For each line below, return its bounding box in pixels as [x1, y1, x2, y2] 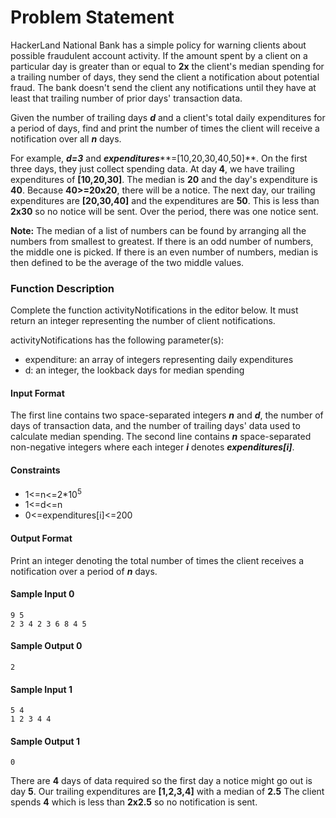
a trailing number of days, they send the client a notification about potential [10, 71, 320, 83]
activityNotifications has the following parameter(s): [10, 334, 225, 346]
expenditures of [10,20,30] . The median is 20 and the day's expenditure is [10, 173, 318, 185]
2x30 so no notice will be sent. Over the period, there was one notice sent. [10, 205, 319, 217]
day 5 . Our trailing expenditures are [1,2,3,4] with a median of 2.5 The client [10, 786, 325, 798]
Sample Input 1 [10, 683, 73, 695]
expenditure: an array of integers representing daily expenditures [24, 354, 294, 366]
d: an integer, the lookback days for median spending [24, 364, 245, 376]
